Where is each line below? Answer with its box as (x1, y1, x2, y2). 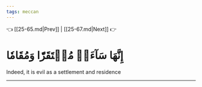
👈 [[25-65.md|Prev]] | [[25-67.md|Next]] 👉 (6, 25, 117, 33)
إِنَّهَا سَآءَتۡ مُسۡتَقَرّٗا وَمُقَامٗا (6, 48, 124, 62)
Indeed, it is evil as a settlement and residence (6, 68, 121, 75)
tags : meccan (6, 8, 39, 15)
